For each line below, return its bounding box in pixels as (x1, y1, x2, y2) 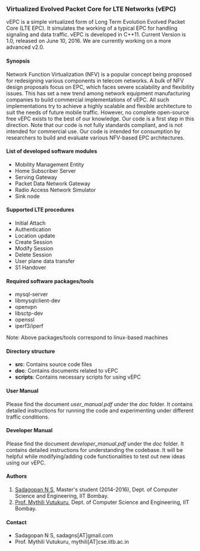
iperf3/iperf (14, 323, 44, 330)
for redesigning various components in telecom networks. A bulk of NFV (6, 77, 184, 84)
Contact (6, 518, 27, 526)
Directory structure (6, 348, 56, 355)
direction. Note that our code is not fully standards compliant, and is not (6, 121, 183, 128)
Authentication (14, 225, 51, 233)
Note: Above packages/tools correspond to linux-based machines (6, 334, 168, 341)
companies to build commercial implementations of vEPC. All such (6, 96, 170, 103)
